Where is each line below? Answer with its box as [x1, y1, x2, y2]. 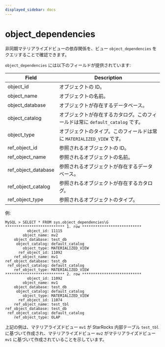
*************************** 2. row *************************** [5, 271, 141, 276]
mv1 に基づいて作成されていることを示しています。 [5, 336, 107, 342]
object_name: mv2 [23, 232, 58, 237]
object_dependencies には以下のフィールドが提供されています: [5, 62, 131, 68]
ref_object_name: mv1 [14, 254, 58, 259]
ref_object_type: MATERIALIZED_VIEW [14, 267, 89, 272]
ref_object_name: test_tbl [14, 302, 69, 307]
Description [94, 74, 123, 81]
